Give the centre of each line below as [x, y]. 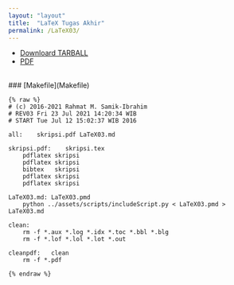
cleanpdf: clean [39, 253]
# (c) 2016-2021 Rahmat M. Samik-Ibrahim [78, 107]
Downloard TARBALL [54, 53]
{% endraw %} [30, 274]
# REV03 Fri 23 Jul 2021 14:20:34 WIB [72, 114]
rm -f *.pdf [42, 260]
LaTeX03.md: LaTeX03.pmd [49, 197]
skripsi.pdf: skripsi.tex [57, 149]
